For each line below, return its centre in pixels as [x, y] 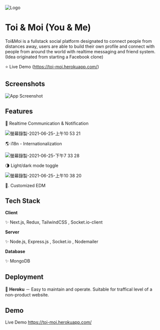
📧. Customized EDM [25, 185]
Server [12, 232]
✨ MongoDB [18, 261]
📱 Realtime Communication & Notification [47, 123]
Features [19, 112]
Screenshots [25, 84]
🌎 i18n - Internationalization [34, 143]
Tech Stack [23, 201]
